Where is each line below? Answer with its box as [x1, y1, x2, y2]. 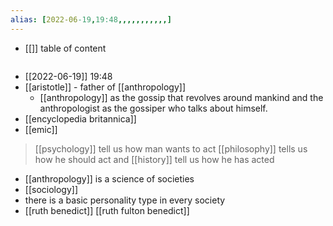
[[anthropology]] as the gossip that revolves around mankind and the [39, 91, 324, 103]
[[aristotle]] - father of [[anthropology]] [24, 81, 187, 93]
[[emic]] [24, 123, 58, 135]
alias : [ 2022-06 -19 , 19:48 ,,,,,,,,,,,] [10, 14, 172, 25]
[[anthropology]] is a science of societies [24, 172, 195, 185]
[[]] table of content [24, 42, 107, 54]
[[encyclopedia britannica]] [24, 112, 137, 125]
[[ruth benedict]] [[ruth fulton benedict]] [24, 204, 190, 216]
